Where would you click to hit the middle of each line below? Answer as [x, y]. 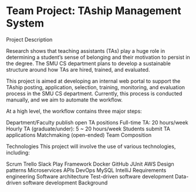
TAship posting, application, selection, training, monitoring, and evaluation [96, 87]
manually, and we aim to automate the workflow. [65, 100]
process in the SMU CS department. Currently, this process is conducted [94, 93]
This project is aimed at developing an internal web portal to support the [93, 81]
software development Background [65, 183]
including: [18, 152]
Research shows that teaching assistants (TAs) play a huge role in [86, 50]
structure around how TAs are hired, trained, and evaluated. [78, 69]
